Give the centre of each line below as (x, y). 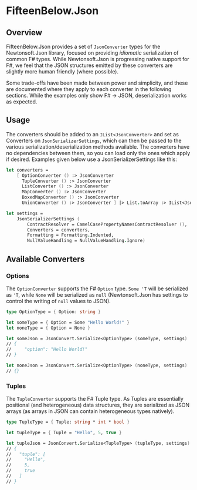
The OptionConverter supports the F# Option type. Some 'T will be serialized (97, 288)
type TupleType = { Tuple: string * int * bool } (68, 422)
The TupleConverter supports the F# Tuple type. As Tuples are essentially (95, 399)
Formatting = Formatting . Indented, (71, 235)
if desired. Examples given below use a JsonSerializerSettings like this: (91, 159)
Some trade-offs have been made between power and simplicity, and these (97, 83)
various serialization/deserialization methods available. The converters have (98, 147)
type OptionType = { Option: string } (53, 312)
